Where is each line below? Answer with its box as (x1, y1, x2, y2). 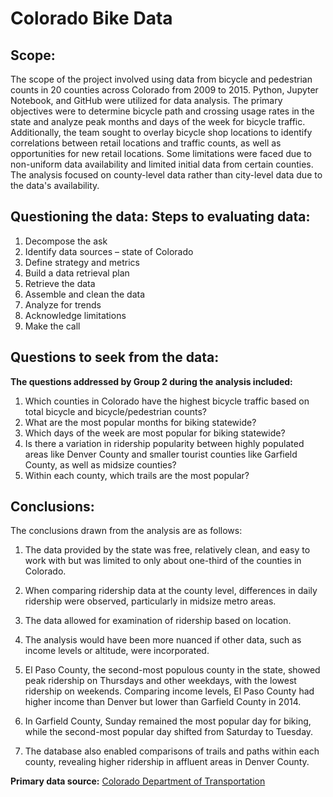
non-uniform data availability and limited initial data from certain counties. (10, 158, 314, 170)
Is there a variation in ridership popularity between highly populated (24, 437, 305, 449)
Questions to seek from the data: (10, 349, 220, 366)
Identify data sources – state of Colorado (24, 245, 194, 257)
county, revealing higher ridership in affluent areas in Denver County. (24, 756, 310, 768)
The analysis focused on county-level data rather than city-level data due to (10, 169, 323, 181)
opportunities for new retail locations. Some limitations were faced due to (10, 148, 312, 159)
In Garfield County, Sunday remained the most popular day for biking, (24, 715, 312, 727)
